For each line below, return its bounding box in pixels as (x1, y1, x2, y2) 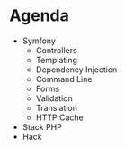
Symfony (22, 35, 57, 46)
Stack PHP (22, 121, 63, 132)
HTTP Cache (35, 112, 84, 123)
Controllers (35, 44, 78, 55)
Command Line (35, 73, 93, 84)
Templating (35, 54, 78, 65)
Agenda (9, 5, 69, 26)
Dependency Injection (35, 64, 118, 75)
